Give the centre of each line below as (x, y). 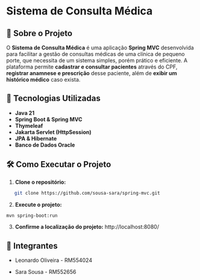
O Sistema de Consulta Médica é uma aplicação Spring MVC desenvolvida (100, 47)
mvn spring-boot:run (32, 215)
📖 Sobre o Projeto (39, 33)
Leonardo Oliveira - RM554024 (53, 260)
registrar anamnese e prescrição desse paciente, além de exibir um (92, 73)
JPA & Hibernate (36, 138)
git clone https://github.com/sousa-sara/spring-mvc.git (87, 193)
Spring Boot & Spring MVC (48, 119)
